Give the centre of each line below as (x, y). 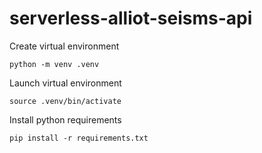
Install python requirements (65, 119)
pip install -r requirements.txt (79, 138)
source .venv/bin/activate (65, 101)
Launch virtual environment (65, 83)
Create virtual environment (64, 46)
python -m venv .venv (54, 64)
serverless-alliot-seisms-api (131, 18)
